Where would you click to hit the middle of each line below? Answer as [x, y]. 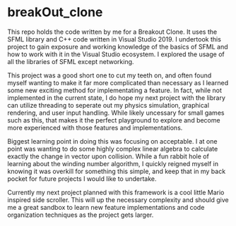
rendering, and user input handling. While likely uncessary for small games [116, 113]
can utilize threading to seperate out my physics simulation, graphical [108, 105]
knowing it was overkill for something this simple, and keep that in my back [117, 171]
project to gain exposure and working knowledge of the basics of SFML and [118, 46]
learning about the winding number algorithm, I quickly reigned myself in [113, 163]
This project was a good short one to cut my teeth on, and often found [110, 75]
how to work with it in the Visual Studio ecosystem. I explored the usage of [116, 54]
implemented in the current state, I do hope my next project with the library [117, 98]
